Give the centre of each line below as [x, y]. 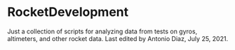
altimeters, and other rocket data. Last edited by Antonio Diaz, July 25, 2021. [118, 38]
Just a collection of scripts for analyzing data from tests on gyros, [102, 31]
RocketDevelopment [68, 12]
